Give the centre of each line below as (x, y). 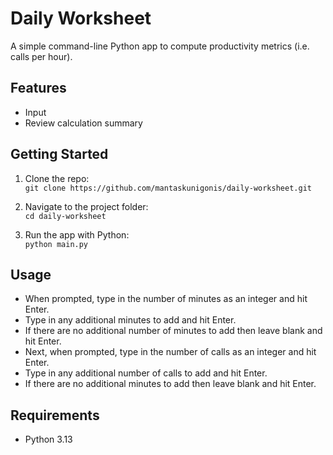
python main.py (56, 244)
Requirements (55, 415)
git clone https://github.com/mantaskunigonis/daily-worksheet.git (168, 188)
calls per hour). (41, 56)
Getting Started (59, 154)
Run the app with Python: (77, 234)
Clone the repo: (57, 178)
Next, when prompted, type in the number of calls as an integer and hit (170, 352)
